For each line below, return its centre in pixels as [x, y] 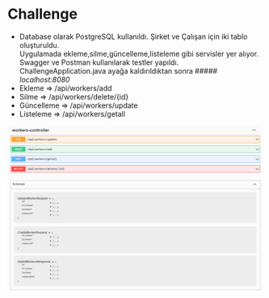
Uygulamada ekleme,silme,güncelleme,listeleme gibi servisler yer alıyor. [139, 53]
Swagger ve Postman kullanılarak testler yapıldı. [99, 62]
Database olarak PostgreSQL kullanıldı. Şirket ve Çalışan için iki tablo [133, 36]
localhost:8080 [44, 79]
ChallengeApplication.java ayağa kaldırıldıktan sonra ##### [118, 70]
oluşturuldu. [39, 45]
